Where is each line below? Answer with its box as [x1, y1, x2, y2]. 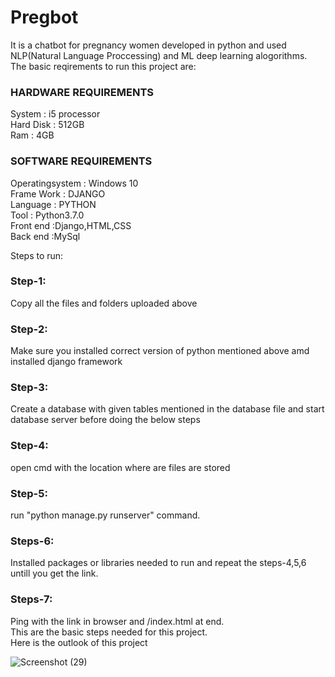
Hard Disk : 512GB [10, 119, 85, 131]
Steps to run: [10, 249, 64, 261]
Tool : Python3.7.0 [10, 209, 85, 221]
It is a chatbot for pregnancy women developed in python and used [10, 39, 287, 51]
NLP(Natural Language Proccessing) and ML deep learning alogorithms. [10, 49, 308, 61]
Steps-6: [10, 534, 55, 548]
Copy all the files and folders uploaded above [10, 297, 198, 309]
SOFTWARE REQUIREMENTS [10, 154, 153, 168]
